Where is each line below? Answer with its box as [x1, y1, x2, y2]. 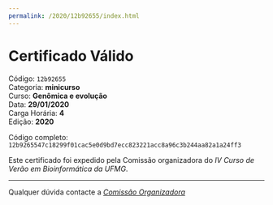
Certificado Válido [8, 46, 134, 65]
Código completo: [8, 132, 69, 142]
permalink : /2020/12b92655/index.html [8, 11, 140, 20]
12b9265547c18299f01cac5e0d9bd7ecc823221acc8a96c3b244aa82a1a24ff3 [8, 141, 242, 149]
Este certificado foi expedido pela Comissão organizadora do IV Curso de [8, 155, 254, 164]
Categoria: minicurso [8, 82, 80, 92]
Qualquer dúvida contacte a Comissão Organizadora [8, 187, 185, 197]
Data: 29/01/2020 [8, 99, 70, 109]
